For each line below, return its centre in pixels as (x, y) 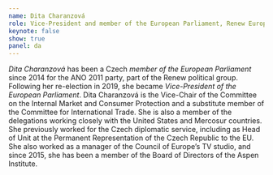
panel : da (25, 46)
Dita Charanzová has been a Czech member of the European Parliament (130, 69)
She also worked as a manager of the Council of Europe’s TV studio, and (130, 147)
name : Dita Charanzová (47, 16)
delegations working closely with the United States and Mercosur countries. (135, 121)
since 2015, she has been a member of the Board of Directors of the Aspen (134, 156)
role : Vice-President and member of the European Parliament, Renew (127, 23)
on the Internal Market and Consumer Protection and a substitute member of (136, 104)
